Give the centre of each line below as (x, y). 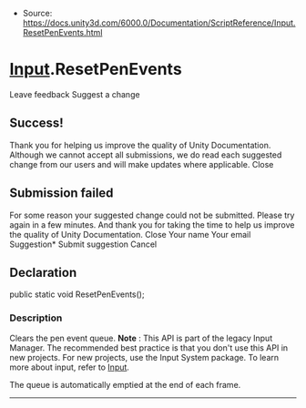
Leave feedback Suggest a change (75, 94)
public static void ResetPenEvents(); (77, 294)
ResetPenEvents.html (62, 32)
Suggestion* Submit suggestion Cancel (83, 244)
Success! (36, 123)
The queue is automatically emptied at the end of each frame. (125, 384)
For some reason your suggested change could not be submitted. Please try (152, 215)
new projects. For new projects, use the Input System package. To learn (144, 357)
